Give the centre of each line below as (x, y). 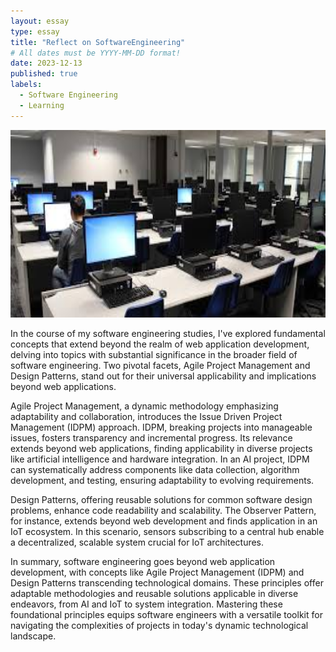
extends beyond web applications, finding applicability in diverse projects (161, 448)
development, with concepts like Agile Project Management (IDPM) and (157, 572)
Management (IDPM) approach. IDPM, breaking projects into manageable (161, 427)
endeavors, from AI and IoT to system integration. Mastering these (146, 604)
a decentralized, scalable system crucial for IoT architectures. (137, 542)
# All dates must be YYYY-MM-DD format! (96, 53)
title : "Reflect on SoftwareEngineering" (98, 42)
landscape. (33, 636)
